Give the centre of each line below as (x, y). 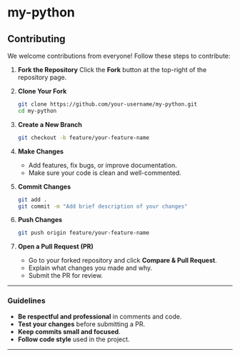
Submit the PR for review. (66, 276)
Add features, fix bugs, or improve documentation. (102, 165)
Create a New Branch (50, 124)
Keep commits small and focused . (69, 331)
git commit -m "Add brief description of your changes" (102, 206)
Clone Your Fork (42, 91)
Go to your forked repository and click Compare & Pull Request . (122, 261)
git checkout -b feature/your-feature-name (84, 137)
